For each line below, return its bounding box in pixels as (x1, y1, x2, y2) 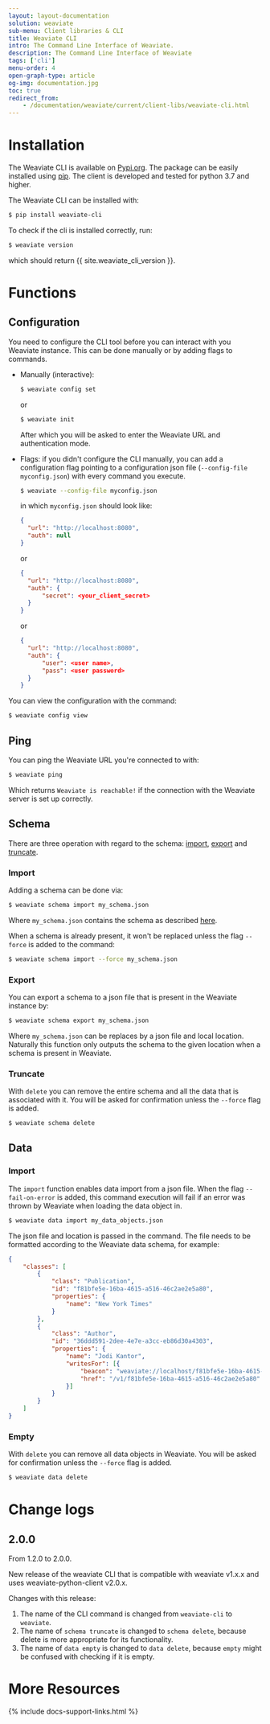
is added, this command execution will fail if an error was (57, 1192, 246, 1202)
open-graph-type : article (8, 72, 95, 80)
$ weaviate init (19, 415, 75, 423)
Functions (8, 284, 76, 302)
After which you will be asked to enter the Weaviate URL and (19, 429, 221, 439)
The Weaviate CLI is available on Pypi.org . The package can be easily (8, 162, 239, 173)
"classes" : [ (22, 1262, 67, 1270)
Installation (8, 136, 85, 154)
